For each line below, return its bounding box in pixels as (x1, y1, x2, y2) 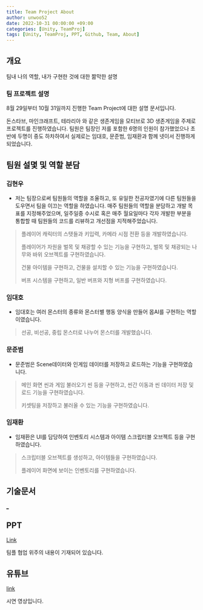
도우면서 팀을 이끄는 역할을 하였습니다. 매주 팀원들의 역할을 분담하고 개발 (15, 202, 187, 209)
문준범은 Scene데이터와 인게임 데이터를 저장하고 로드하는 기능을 (15, 360, 167, 368)
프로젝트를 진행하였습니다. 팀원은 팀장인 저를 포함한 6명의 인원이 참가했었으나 (6, 125, 190, 133)
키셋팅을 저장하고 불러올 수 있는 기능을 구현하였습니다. (21, 401, 150, 409)
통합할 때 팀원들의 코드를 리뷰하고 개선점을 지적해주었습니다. (15, 217, 158, 224)
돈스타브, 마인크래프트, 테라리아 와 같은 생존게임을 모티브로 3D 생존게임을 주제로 (6, 117, 196, 125)
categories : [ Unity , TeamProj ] (6, 26, 85, 32)
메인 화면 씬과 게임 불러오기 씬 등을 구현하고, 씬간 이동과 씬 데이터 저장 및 (21, 381, 194, 388)
